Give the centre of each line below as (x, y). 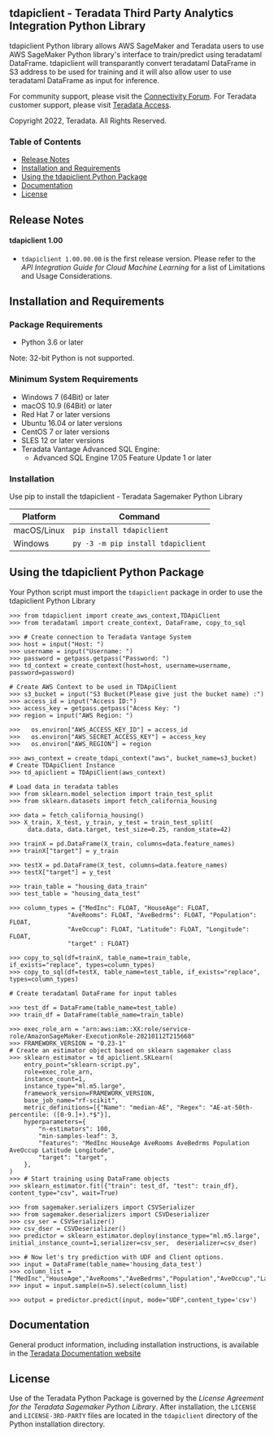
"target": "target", (73, 1157)
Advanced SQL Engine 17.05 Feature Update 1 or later (122, 457)
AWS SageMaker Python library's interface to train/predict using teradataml (136, 54)
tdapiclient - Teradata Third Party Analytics (122, 13)
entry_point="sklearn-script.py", (82, 1065)
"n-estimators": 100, (75, 1129)
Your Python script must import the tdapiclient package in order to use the (136, 592)
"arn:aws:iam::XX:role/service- (137, 1029)
